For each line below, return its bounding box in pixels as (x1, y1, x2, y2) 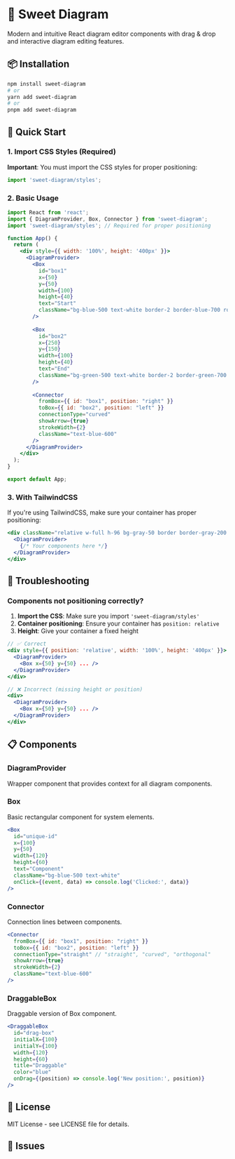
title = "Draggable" (13, 1062, 68, 1069)
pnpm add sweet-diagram (7, 107, 77, 114)
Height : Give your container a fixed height (17, 627, 138, 635)
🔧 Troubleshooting (7, 575, 90, 587)
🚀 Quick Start (7, 126, 66, 138)
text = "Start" (38, 300, 77, 307)
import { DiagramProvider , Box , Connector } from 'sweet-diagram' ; (7, 216, 208, 223)
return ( (13, 241, 39, 249)
